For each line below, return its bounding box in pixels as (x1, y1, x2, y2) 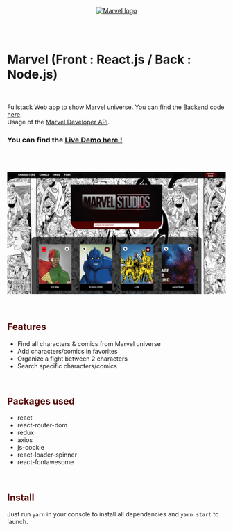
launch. (7, 518, 29, 526)
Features (7, 321, 46, 333)
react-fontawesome (17, 458, 74, 466)
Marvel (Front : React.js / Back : (7, 52, 192, 67)
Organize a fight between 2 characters (17, 354, 128, 363)
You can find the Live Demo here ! (7, 135, 123, 145)
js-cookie (17, 443, 45, 452)
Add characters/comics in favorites (17, 347, 118, 355)
